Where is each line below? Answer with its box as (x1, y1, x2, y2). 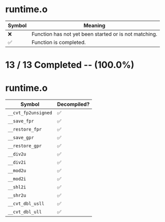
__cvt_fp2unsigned (8, 110, 52, 116)
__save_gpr (8, 135, 34, 141)
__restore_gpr (8, 143, 42, 149)
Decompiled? (57, 101, 90, 108)
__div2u (8, 151, 26, 157)
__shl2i (8, 184, 26, 190)
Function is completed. (31, 39, 86, 46)
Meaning (83, 22, 106, 29)
